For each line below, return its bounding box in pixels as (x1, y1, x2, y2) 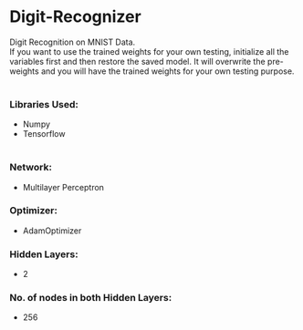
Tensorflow (22, 129, 66, 139)
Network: (9, 161, 53, 174)
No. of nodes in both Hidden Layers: (9, 292, 172, 304)
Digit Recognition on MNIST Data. (9, 36, 136, 47)
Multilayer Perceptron (22, 181, 105, 192)
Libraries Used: (9, 98, 79, 110)
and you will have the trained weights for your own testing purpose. (40, 66, 295, 77)
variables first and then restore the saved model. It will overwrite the (9, 56, 266, 67)
